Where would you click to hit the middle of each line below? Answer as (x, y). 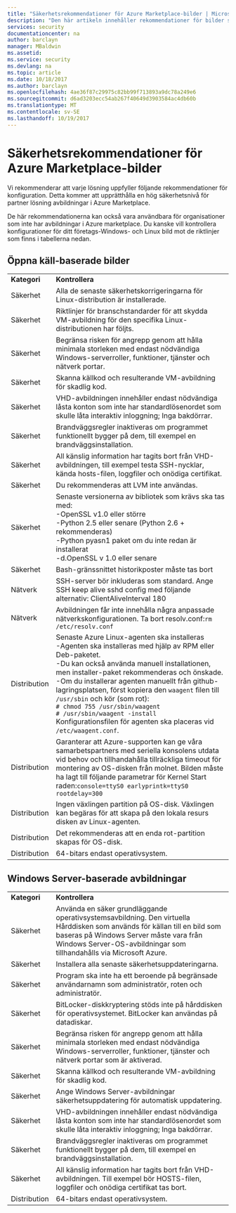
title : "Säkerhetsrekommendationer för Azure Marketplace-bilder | (108, 14)
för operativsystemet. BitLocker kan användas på (137, 1013)
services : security (36, 27)
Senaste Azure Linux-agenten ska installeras (130, 637)
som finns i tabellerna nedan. (49, 238)
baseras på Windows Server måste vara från (129, 935)
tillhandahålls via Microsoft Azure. (111, 953)
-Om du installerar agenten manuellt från (124, 681)
